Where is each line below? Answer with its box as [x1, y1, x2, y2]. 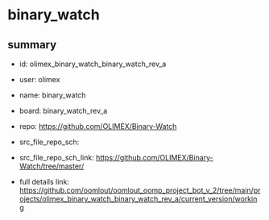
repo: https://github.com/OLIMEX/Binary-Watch [19, 122, 177, 131]
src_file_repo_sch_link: [19, 153, 94, 162]
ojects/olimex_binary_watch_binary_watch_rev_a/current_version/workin [19, 194, 258, 203]
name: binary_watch [19, 90, 86, 100]
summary [7, 38, 57, 52]
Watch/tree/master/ [19, 161, 85, 171]
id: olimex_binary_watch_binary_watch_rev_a [19, 59, 167, 68]
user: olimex [19, 75, 60, 84]
